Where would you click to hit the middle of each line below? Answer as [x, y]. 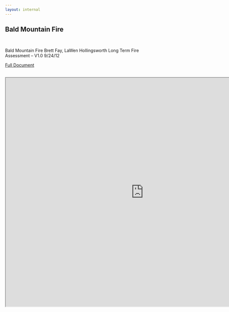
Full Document [20, 65]
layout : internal [23, 10]
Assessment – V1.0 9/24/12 [32, 56]
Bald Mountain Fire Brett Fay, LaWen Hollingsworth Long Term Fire [72, 51]
